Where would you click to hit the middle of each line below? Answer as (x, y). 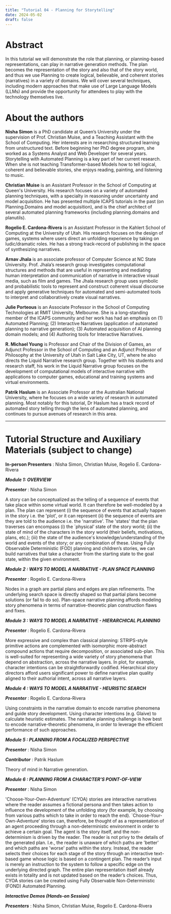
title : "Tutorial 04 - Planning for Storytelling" (60, 10)
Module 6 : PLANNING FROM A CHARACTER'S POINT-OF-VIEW (73, 780)
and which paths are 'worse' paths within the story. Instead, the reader (79, 848)
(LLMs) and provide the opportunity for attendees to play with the (74, 92)
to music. (15, 175)
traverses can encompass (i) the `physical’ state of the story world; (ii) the (83, 527)
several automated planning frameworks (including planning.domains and (82, 212)
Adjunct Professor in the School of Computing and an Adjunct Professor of (83, 350)
